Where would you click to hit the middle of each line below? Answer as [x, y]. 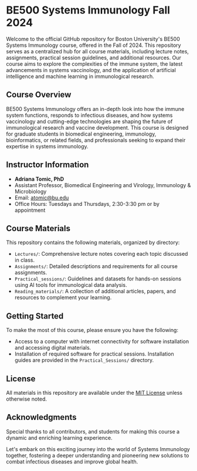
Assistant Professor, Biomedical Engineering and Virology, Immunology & [103, 185]
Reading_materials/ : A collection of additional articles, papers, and [95, 292]
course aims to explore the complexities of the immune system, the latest [94, 64]
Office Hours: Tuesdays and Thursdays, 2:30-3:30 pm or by [87, 204]
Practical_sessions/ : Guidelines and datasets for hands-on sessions [98, 279]
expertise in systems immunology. [47, 146]
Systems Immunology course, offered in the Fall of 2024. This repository [94, 45]
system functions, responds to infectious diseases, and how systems [89, 115]
